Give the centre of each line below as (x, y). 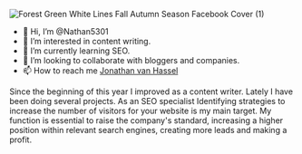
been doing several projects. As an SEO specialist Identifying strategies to (147, 101)
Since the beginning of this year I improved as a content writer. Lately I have (151, 91)
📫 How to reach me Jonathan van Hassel (100, 71)
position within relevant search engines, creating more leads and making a (148, 130)
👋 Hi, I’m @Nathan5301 (65, 31)
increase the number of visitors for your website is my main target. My (141, 111)
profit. (21, 140)
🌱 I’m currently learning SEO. (76, 51)
